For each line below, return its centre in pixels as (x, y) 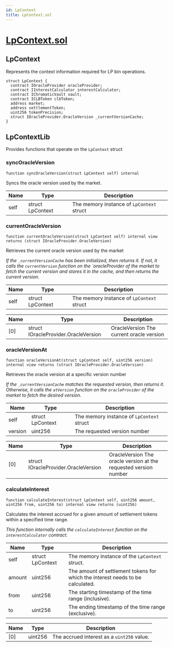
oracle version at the (134, 461)
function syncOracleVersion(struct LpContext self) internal (73, 173)
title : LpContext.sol (29, 15)
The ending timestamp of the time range (117, 607)
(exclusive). (82, 613)
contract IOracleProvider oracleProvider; (56, 85)
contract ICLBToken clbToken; (43, 99)
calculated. (81, 584)
